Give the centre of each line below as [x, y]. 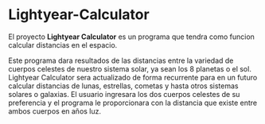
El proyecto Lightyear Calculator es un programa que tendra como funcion [131, 37]
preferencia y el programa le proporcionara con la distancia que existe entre [133, 103]
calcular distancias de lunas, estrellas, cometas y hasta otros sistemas [123, 86]
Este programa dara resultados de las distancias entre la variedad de [121, 60]
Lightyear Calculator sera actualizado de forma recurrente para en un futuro [133, 77]
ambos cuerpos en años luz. [55, 111]
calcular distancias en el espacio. [63, 45]
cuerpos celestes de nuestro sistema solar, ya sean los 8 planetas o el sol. [130, 68]
